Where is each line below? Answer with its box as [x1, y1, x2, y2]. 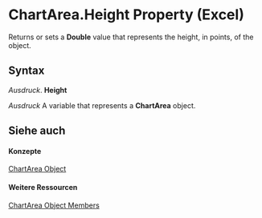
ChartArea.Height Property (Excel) [8, 6, 245, 24]
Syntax [8, 64, 45, 78]
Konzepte [8, 146, 42, 155]
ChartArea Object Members [8, 200, 100, 210]
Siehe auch [8, 124, 66, 138]
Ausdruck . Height [8, 85, 68, 95]
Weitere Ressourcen [8, 182, 78, 192]
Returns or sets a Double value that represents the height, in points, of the [8, 32, 254, 42]
